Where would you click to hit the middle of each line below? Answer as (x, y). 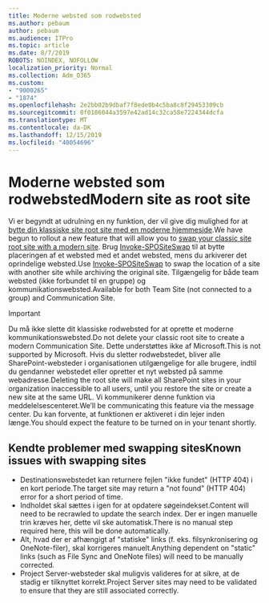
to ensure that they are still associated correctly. (99, 591)
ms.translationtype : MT (48, 120)
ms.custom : (26, 83)
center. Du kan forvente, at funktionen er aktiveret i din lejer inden (117, 415)
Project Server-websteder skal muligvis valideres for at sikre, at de (130, 573)
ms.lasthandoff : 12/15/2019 (55, 135)
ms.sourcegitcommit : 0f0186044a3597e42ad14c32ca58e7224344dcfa (116, 113)
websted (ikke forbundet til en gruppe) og (77, 281)
